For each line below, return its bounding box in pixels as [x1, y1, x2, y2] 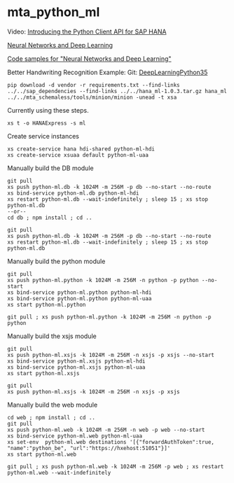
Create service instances [7, 132, 79, 140]
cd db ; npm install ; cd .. [7, 214, 92, 221]
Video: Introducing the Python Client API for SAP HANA [7, 27, 167, 36]
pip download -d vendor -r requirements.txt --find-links [7, 81, 180, 88]
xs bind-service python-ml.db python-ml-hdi [7, 190, 139, 197]
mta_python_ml [7, 4, 100, 20]
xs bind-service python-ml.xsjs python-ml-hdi [7, 358, 146, 365]
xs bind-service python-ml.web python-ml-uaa [7, 432, 142, 440]
